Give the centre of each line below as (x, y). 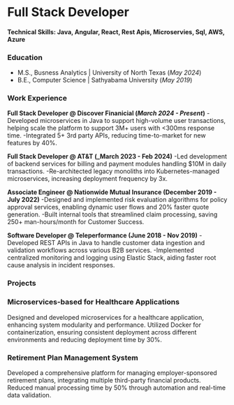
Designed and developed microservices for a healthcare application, (105, 317)
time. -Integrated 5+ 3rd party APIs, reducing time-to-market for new (107, 135)
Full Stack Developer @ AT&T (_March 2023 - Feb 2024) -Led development (117, 156)
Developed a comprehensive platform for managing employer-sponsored (112, 373)
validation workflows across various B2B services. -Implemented (101, 250)
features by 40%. (32, 143)
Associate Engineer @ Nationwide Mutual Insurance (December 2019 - (112, 192)
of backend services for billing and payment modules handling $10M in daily (117, 164)
